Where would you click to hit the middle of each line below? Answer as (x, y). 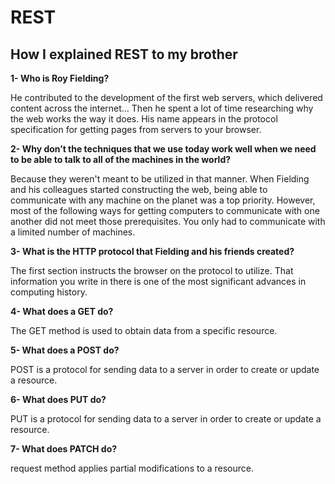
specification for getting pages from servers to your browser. (136, 129)
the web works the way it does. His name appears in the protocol (144, 119)
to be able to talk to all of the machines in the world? (121, 159)
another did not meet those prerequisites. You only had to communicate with (168, 221)
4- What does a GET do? (62, 311)
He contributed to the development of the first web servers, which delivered (166, 97)
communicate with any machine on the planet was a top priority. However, (163, 200)
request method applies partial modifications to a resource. (132, 468)
